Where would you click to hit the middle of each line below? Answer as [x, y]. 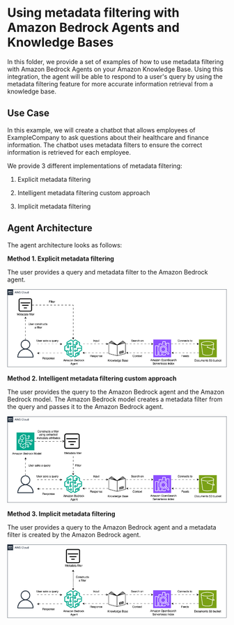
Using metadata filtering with [93, 13]
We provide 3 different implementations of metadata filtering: [95, 166]
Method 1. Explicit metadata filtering [61, 259]
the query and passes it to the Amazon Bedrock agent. [85, 406]
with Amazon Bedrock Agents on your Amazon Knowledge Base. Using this [115, 69]
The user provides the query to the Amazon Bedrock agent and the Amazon [116, 392]
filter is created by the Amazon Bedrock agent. [74, 535]
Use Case [29, 113]
